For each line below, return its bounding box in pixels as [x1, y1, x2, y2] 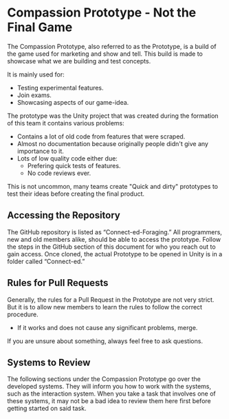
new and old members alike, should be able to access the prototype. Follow [7, 235, 221, 243]
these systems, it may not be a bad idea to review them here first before [7, 397, 211, 405]
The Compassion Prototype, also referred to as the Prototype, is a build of [7, 42, 217, 50]
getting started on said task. [7, 405, 87, 413]
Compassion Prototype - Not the [7, 5, 197, 21]
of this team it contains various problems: [7, 119, 125, 127]
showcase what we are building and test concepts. [7, 57, 151, 65]
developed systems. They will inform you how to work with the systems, [7, 382, 212, 391]
